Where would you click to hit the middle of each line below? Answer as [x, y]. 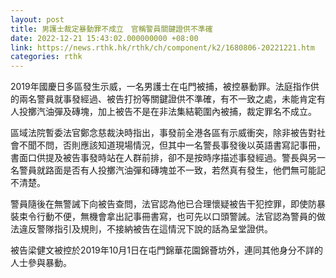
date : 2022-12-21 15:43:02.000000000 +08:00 [104, 38]
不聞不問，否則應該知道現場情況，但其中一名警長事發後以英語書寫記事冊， [172, 145]
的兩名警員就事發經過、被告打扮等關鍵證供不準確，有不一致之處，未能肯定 [163, 99]
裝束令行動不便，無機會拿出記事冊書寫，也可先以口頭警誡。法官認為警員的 [163, 217]
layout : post [37, 19]
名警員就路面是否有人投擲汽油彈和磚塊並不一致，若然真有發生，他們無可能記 [168, 170]
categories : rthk [46, 57]
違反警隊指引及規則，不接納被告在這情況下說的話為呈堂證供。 [145, 229]
